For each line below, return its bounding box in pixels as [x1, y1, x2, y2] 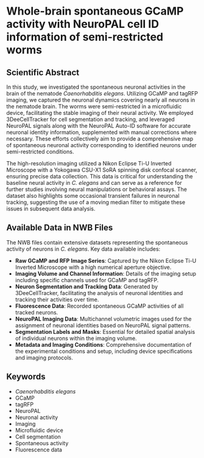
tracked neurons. [15, 308, 58, 316]
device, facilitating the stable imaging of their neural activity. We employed [6, 109, 194, 116]
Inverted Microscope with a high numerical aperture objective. [15, 263, 172, 271]
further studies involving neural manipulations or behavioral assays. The [6, 186, 188, 193]
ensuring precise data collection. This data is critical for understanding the [6, 173, 193, 180]
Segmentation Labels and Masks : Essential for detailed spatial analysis [15, 328, 195, 335]
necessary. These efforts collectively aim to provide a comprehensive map [6, 135, 194, 142]
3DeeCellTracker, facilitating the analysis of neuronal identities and [15, 289, 183, 296]
